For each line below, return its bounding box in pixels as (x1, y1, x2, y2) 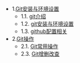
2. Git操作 (11, 35, 35, 42)
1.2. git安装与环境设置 (20, 20, 74, 27)
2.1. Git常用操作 (20, 43, 59, 50)
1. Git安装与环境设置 (11, 5, 60, 12)
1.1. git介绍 (20, 13, 47, 20)
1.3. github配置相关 (20, 28, 67, 35)
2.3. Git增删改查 (20, 50, 60, 57)
